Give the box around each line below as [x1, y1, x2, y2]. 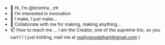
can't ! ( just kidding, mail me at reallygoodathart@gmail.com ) [10, 34, 141, 40]
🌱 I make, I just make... [10, 16, 57, 22]
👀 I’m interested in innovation [10, 11, 71, 16]
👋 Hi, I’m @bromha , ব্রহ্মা [10, 5, 58, 11]
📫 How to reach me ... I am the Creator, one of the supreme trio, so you [10, 27, 160, 33]
